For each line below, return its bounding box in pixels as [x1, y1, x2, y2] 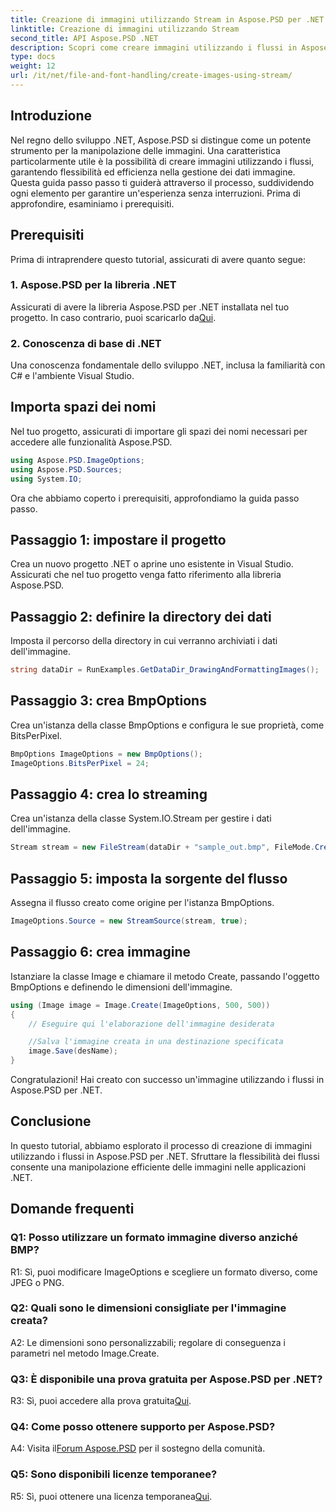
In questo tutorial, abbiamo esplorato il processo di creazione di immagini [10, 1139, 312, 1151]
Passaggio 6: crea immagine [10, 944, 191, 961]
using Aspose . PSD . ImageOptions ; [10, 455, 145, 465]
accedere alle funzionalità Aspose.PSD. [10, 436, 173, 448]
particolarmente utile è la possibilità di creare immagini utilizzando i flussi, [10, 155, 315, 167]
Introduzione [10, 107, 93, 125]
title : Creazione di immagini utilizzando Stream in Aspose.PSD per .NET [10, 14, 325, 25]
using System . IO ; [10, 474, 83, 484]
